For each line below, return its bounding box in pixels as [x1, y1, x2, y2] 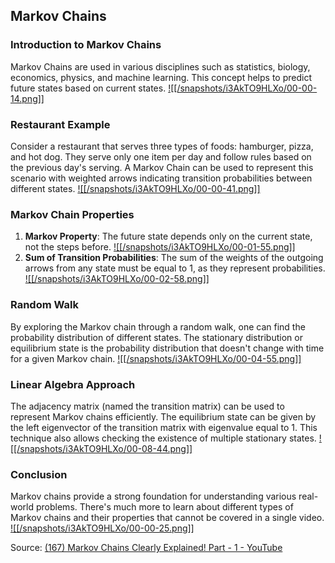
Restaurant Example [10, 117, 111, 131]
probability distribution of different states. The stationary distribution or [10, 331, 303, 343]
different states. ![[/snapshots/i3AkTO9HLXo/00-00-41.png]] [10, 182, 261, 194]
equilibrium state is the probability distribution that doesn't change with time [10, 342, 325, 354]
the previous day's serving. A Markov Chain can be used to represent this [10, 161, 314, 173]
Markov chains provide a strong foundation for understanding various [10, 490, 297, 503]
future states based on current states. [10, 82, 167, 94]
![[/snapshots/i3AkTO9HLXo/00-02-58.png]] [24, 273, 210, 285]
